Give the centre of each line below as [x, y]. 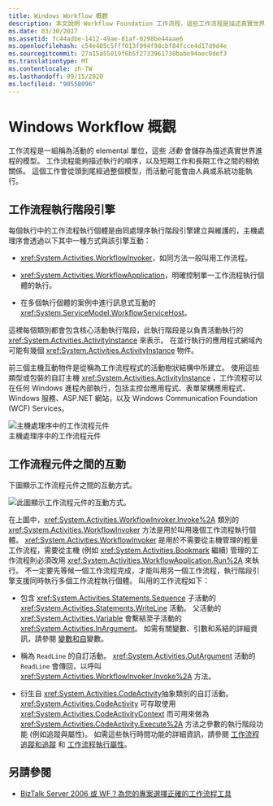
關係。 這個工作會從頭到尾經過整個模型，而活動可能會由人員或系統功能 [127, 171]
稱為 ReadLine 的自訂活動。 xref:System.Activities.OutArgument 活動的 [138, 656]
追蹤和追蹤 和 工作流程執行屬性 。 [76, 744]
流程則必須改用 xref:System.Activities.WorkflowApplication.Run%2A [129, 560]
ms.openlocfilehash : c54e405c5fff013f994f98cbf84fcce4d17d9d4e [118, 46]
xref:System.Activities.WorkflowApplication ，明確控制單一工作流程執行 [139, 275]
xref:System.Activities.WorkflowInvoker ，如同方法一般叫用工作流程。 [136, 258]
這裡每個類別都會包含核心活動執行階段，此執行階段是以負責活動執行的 [126, 330]
